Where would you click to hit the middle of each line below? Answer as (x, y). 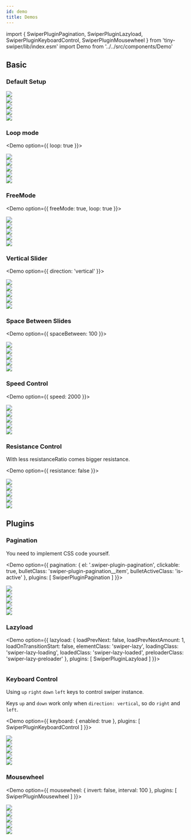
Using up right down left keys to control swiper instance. (75, 692)
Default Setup (26, 81)
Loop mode (23, 133)
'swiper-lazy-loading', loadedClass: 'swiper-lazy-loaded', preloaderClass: (95, 652)
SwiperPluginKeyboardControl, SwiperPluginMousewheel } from (84, 40)
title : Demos (22, 17)
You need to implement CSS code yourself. (58, 553)
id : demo (17, 11)
